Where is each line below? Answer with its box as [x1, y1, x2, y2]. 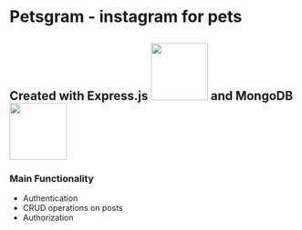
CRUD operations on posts [22, 202, 123, 213]
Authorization [22, 212, 75, 223]
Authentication [22, 193, 78, 204]
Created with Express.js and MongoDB [9, 88, 294, 104]
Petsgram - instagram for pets [9, 6, 243, 27]
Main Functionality [9, 172, 94, 185]
